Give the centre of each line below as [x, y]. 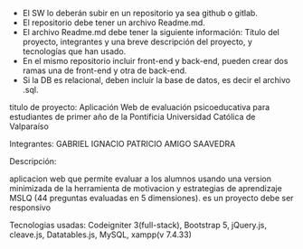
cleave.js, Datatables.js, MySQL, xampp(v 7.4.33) [100, 235]
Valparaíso [29, 126]
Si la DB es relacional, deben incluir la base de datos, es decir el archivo [156, 80]
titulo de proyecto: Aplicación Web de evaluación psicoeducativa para [140, 107]
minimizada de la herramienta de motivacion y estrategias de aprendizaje [146, 188]
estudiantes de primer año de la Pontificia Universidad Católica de [133, 117]
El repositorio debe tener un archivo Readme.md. [114, 23]
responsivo [30, 207]
